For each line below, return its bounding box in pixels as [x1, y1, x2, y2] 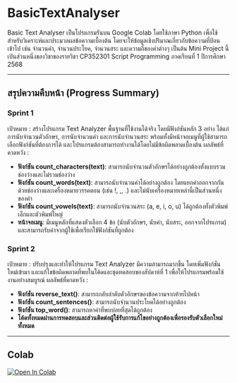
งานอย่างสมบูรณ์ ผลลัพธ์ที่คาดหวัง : [7, 275, 88, 284]
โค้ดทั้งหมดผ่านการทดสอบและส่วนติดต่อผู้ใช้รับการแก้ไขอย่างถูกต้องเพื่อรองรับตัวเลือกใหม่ [17, 313, 223, 322]
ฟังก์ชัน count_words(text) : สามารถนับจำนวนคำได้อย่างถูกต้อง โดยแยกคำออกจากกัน [17, 178, 224, 186]
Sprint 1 [7, 108, 34, 118]
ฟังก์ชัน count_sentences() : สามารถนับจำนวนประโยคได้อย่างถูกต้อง [17, 298, 186, 306]
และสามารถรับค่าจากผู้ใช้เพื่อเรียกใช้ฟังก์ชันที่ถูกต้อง [17, 226, 134, 234]
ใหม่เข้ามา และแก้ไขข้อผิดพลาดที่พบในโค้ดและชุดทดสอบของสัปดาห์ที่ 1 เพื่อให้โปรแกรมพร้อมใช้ [7, 267, 224, 276]
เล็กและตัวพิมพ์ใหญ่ [17, 209, 63, 218]
